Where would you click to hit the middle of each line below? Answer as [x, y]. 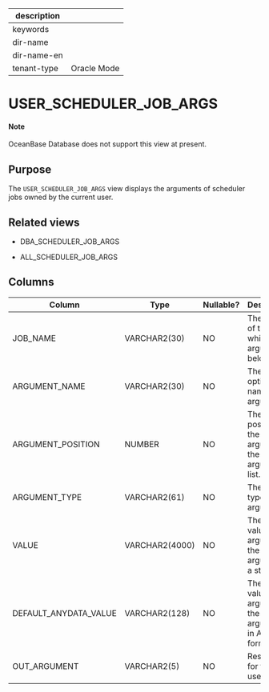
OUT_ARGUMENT [46, 666]
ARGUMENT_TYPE [47, 497]
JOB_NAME [34, 338]
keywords [31, 29]
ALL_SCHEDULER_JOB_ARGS [69, 257]
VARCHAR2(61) [155, 497]
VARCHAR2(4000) [160, 545]
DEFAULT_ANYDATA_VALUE [65, 613]
